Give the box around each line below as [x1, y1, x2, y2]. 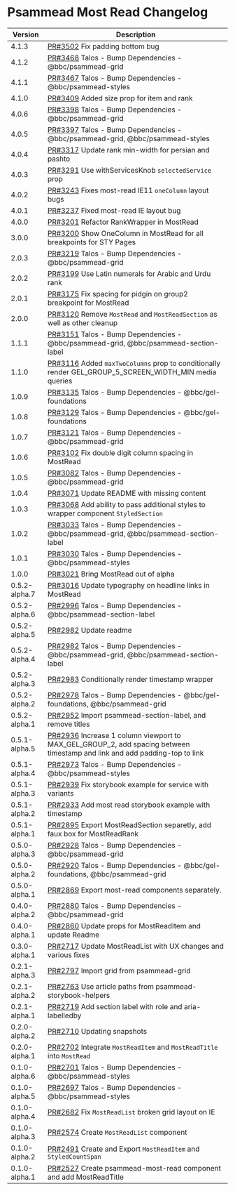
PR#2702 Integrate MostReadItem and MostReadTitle [47, 1042, 218, 1052]
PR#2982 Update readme [47, 625, 132, 635]
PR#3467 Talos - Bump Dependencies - [47, 73, 182, 83]
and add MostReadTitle [47, 1172, 124, 1182]
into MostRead [47, 1051, 91, 1060]
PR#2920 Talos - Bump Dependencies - [47, 860, 182, 870]
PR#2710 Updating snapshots [47, 1026, 148, 1036]
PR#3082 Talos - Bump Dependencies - [47, 468, 182, 478]
